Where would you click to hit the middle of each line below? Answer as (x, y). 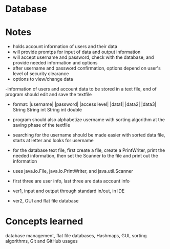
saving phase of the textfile (41, 125)
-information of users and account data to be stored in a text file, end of (81, 89)
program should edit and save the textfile (49, 95)
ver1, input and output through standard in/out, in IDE (69, 191)
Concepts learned (44, 222)
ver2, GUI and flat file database (46, 201)
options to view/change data (43, 79)
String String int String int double (47, 110)
